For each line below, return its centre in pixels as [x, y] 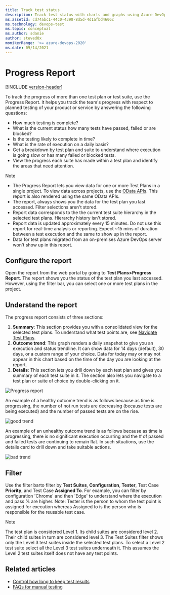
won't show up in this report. [42, 244]
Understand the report [41, 305]
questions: [16, 113]
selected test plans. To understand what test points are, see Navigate [85, 332]
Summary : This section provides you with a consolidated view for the [85, 327]
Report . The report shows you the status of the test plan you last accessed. [84, 278]
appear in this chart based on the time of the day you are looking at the [87, 359]
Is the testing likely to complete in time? [54, 139]
